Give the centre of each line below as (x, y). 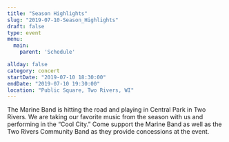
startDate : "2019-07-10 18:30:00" (57, 77)
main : (21, 45)
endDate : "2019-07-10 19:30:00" (53, 83)
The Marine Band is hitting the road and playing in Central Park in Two (107, 110)
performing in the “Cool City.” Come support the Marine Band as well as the (114, 124)
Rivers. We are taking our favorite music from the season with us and (105, 117)
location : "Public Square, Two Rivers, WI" (71, 90)
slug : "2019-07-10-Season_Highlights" (63, 20)
